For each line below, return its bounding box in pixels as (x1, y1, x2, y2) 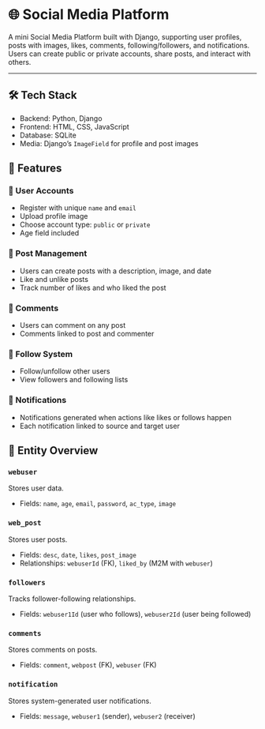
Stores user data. (8, 483, 65, 493)
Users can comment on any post (19, 321, 126, 330)
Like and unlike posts (19, 274, 89, 284)
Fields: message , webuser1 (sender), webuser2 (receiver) (19, 711, 196, 720)
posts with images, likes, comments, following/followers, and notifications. (8, 40, 250, 50)
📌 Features (8, 162, 62, 175)
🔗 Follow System (8, 348, 73, 359)
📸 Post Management (8, 248, 88, 259)
